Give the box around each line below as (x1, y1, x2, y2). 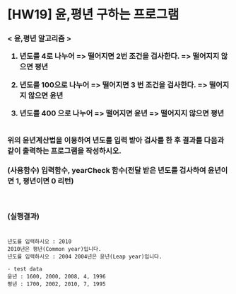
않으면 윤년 (28, 90, 64, 100)
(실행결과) (7, 211, 40, 221)
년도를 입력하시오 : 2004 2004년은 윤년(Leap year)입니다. (7, 253, 163, 261)
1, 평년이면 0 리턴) (15, 176, 74, 186)
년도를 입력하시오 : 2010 (7, 238, 72, 245)
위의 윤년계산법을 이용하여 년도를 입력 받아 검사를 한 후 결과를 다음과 (7, 135, 225, 145)
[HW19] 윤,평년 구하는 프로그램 (7, 6, 179, 23)
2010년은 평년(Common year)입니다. (7, 246, 102, 253)
